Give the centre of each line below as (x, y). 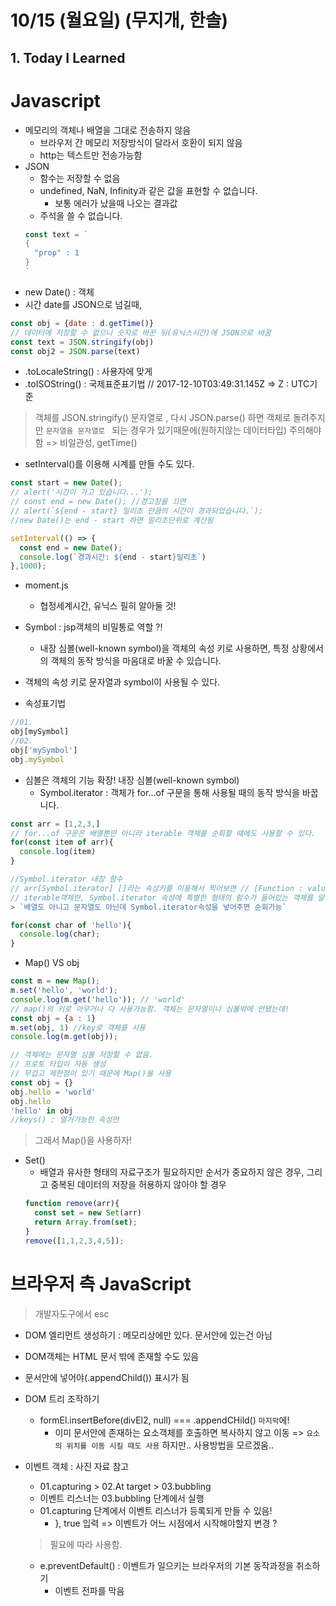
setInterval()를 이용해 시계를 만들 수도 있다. (109, 464)
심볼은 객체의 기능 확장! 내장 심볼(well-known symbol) (132, 780)
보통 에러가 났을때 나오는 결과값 (116, 203)
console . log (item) (58, 852)
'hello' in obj (42, 1111)
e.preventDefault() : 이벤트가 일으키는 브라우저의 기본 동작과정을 (166, 1565)
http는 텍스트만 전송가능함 (91, 155)
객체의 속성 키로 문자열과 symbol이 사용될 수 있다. (122, 682)
